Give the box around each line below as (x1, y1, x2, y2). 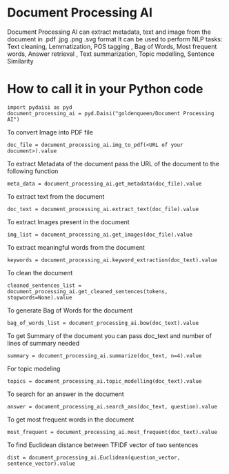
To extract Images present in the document (7, 217, 130, 226)
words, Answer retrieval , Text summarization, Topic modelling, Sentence (7, 50, 215, 58)
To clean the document (7, 268, 73, 277)
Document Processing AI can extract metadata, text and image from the (7, 28, 212, 36)
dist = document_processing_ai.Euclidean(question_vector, (7, 454, 181, 461)
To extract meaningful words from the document (7, 243, 145, 251)
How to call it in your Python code (7, 81, 203, 97)
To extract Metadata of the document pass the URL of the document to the (7, 159, 219, 168)
